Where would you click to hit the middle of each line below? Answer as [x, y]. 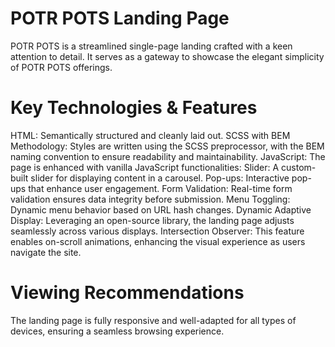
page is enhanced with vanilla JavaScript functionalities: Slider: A [145, 167]
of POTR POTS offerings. [61, 67]
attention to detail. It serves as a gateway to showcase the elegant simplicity [167, 56]
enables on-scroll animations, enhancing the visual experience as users [158, 241]
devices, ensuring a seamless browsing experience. [117, 331]
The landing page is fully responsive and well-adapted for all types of [153, 320]
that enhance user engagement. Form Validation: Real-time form [160, 188]
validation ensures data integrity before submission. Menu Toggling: [150, 199]
